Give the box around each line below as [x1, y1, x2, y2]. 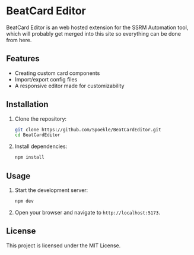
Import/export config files [14, 75, 78, 83]
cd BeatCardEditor [14, 132, 61, 138]
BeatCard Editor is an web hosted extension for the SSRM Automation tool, [6, 24, 189, 31]
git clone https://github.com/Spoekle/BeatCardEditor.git [14, 127, 161, 133]
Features [6, 53, 40, 64]
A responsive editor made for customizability [14, 82, 125, 89]
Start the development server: [14, 187, 88, 194]
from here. [6, 36, 32, 43]
